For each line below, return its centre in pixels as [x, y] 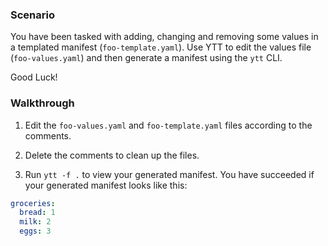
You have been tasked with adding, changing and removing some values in [164, 37]
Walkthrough [42, 103]
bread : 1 [37, 213]
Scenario [32, 15]
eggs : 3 [35, 231]
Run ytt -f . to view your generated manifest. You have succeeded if [169, 174]
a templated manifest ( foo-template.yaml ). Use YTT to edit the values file [161, 47]
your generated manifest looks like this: [106, 185]
